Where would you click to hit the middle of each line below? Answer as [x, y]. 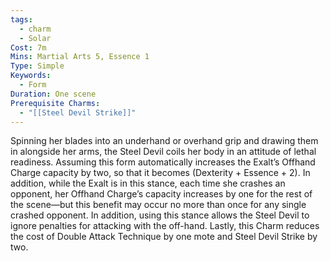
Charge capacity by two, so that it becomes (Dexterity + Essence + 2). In [160, 173]
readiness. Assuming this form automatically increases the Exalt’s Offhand [163, 162]
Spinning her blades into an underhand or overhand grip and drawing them [164, 141]
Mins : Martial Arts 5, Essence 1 [80, 57]
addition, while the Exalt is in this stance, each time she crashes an [148, 183]
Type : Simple [37, 66]
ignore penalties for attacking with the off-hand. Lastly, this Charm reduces [165, 226]
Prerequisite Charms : [55, 103]
